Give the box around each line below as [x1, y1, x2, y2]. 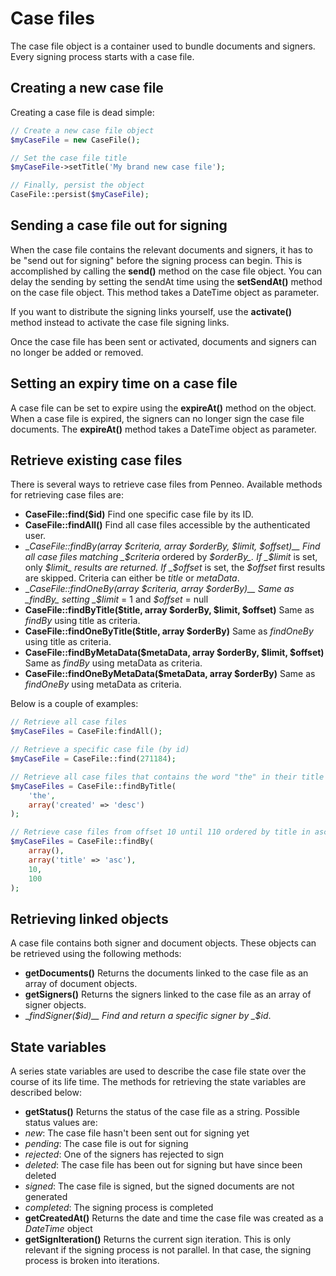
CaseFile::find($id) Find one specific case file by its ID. [24, 508, 254, 521]
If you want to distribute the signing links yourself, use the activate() [10, 305, 293, 317]
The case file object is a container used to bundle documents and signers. [10, 40, 316, 52]
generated [24, 1191, 68, 1203]
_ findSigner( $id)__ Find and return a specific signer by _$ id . [24, 1010, 272, 1022]
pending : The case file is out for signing [24, 1138, 189, 1150]
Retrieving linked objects [10, 910, 169, 927]
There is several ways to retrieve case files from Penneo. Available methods [10, 478, 323, 491]
